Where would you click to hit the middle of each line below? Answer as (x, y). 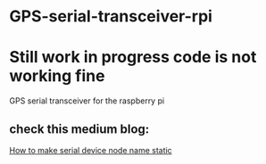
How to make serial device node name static (91, 150)
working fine (57, 76)
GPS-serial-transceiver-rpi (111, 16)
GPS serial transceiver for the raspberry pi (87, 101)
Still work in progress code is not (133, 57)
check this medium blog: (79, 129)
